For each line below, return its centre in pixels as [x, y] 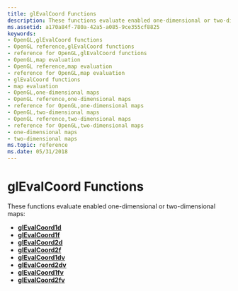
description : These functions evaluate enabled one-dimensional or [109, 20]
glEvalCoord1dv [41, 257]
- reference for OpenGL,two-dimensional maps [75, 125]
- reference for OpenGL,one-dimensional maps [75, 106]
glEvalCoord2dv [42, 265]
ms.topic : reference [38, 145]
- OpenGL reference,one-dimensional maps [69, 100]
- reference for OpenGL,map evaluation [66, 73]
